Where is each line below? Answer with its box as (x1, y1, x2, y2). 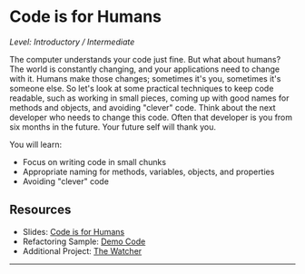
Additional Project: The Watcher (22, 245, 143, 256)
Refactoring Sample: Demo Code (22, 236, 146, 247)
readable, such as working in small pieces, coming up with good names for (9, 93, 290, 103)
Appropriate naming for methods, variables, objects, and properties (22, 166, 275, 177)
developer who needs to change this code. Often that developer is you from (9, 112, 293, 122)
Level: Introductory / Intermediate (9, 36, 135, 47)
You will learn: (9, 139, 62, 150)
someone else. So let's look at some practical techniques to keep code (9, 83, 274, 93)
